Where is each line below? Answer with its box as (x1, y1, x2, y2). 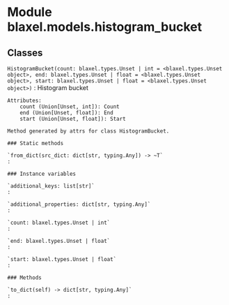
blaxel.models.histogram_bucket (7, 19, 203, 35)
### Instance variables (7, 170, 77, 177)
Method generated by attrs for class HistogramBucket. (7, 128, 170, 135)
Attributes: (7, 97, 42, 104)
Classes (7, 47, 43, 59)
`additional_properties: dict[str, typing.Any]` (7, 201, 151, 208)
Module (7, 4, 52, 20)
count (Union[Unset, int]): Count (19, 103, 120, 110)
